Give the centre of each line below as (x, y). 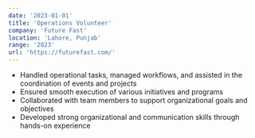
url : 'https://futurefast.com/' (62, 52)
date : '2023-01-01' (41, 15)
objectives (37, 109)
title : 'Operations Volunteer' (60, 23)
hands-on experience (55, 125)
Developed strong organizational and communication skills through (129, 117)
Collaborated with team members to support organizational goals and (134, 100)
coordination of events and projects (78, 83)
